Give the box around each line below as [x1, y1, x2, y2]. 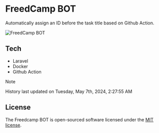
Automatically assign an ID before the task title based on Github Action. [5, 20, 154, 26]
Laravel [12, 58, 28, 64]
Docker [12, 63, 28, 69]
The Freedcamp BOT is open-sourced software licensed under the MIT [5, 116, 154, 122]
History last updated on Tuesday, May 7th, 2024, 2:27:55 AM [5, 88, 133, 94]
